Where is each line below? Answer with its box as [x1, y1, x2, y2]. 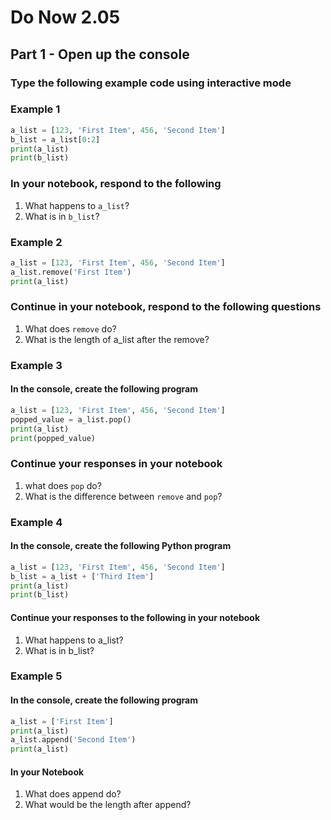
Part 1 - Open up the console [10, 46, 190, 63]
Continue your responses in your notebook [10, 457, 223, 471]
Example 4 [10, 515, 63, 529]
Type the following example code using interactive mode [10, 76, 292, 90]
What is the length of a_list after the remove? [24, 333, 210, 345]
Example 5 [10, 669, 63, 683]
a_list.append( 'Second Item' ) [10, 735, 137, 745]
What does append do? [24, 788, 122, 800]
